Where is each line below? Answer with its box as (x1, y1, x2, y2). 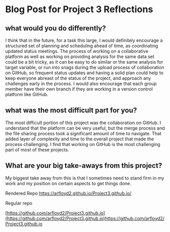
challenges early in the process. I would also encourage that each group (5, 80, 157, 86)
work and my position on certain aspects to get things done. (5, 180, 131, 186)
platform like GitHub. (5, 92, 48, 97)
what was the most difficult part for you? (5, 106, 137, 115)
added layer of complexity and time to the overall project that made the (5, 136, 154, 142)
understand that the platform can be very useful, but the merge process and (5, 125, 165, 131)
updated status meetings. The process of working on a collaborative (5, 48, 149, 54)
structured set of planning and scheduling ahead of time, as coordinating (5, 43, 158, 49)
